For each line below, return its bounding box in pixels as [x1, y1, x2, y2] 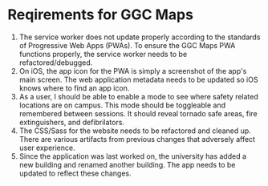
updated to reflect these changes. [18, 168, 132, 178]
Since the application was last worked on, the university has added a [18, 151, 246, 161]
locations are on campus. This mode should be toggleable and [18, 100, 226, 110]
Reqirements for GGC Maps [7, 6, 194, 24]
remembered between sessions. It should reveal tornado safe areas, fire [18, 108, 258, 118]
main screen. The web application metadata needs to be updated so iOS [18, 75, 258, 84]
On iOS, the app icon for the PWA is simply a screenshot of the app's [18, 66, 247, 75]
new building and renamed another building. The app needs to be [18, 160, 236, 169]
